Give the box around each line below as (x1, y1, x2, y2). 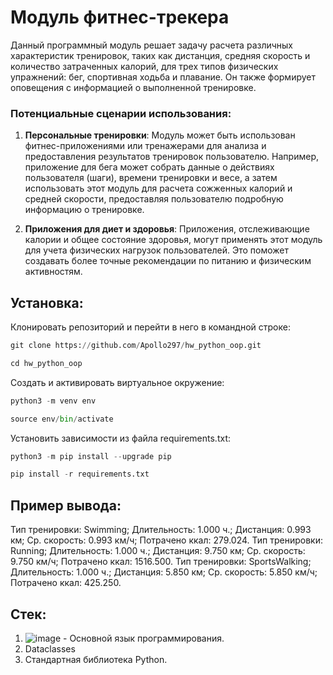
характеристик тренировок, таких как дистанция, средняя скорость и (10, 49, 311, 61)
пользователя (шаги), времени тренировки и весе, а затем (24, 172, 278, 184)
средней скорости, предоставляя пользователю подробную (24, 193, 284, 205)
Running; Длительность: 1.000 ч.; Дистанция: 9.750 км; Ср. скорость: (10, 545, 306, 557)
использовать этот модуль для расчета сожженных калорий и (24, 182, 293, 195)
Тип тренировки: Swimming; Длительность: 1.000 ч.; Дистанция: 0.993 (10, 524, 312, 536)
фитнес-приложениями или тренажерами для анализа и (24, 140, 267, 152)
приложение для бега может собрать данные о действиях (24, 161, 275, 173)
